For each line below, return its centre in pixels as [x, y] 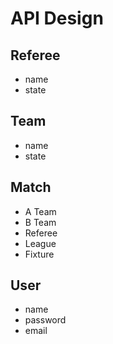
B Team [40, 222]
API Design [57, 18]
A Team [40, 211]
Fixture [39, 254]
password [45, 320]
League [40, 243]
